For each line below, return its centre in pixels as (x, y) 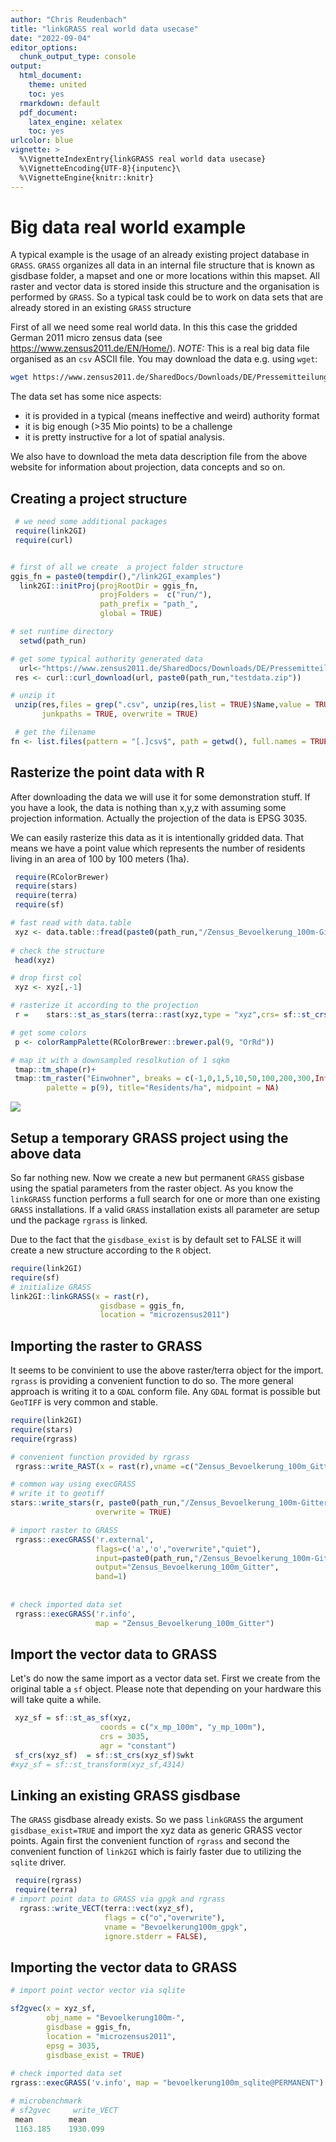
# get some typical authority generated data (106, 659)
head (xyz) (35, 960)
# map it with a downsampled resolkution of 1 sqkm (120, 1060)
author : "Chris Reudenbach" (69, 19)
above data (46, 1153)
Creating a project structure (99, 498)
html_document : (51, 76)
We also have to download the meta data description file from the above (159, 457)
